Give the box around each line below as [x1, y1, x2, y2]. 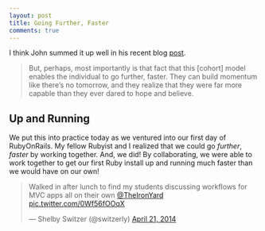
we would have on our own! [9, 167, 100, 176]
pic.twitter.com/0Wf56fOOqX [28, 199, 126, 209]
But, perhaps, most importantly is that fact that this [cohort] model [28, 64, 246, 73]
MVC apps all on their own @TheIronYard [28, 191, 164, 200]
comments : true [9, 26, 60, 34]
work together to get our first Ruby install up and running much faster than [9, 158, 253, 167]
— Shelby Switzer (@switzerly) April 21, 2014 [28, 214, 177, 224]
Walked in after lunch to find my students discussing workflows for [28, 182, 247, 191]
